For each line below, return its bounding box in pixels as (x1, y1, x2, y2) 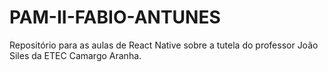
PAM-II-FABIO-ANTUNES (9, 6, 221, 29)
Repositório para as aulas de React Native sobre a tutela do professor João (9, 39, 319, 51)
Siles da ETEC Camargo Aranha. (9, 49, 142, 61)
